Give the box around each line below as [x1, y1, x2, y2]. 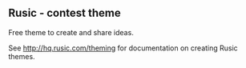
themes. [8, 51, 35, 61]
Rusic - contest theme [8, 6, 122, 20]
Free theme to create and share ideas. [8, 27, 134, 37]
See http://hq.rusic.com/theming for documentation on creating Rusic [8, 43, 238, 53]
